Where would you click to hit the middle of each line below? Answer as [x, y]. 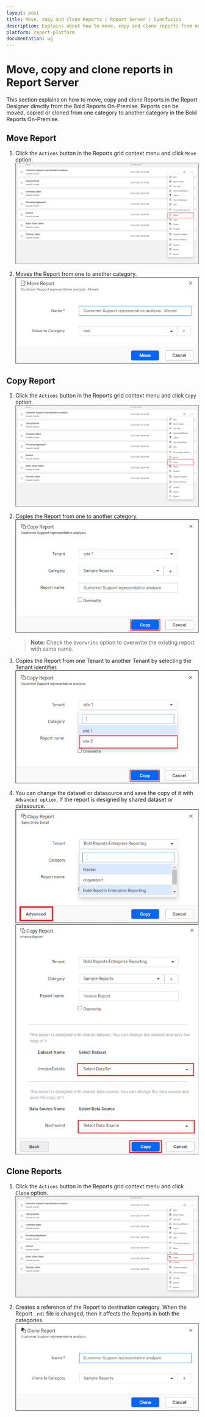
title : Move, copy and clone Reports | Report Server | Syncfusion [94, 19]
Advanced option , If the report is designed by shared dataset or [94, 799]
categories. [29, 1320]
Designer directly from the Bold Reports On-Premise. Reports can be [92, 106]
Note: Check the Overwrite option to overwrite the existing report [113, 642]
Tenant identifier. [36, 667]
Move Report [31, 139]
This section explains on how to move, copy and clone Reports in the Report [102, 100]
